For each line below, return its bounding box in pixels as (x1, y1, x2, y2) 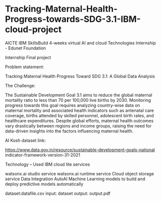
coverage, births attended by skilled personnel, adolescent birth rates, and (5, 112, 154, 118)
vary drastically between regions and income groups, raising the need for (5, 123, 152, 129)
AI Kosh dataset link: (5, 137, 46, 143)
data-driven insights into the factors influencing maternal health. (5, 128, 134, 134)
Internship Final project (5, 54, 51, 60)
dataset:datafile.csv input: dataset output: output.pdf (5, 190, 111, 196)
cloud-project (5, 24, 62, 35)
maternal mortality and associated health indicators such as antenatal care (5, 108, 154, 113)
